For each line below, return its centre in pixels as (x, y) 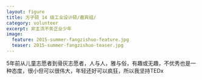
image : (15, 34)
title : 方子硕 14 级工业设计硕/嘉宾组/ (51, 17)
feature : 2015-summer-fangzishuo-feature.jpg (71, 40)
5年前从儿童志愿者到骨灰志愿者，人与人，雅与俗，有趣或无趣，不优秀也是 (99, 63)
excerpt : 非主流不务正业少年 (39, 29)
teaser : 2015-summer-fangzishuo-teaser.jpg (68, 46)
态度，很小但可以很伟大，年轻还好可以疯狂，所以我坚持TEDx (88, 70)
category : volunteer (33, 23)
